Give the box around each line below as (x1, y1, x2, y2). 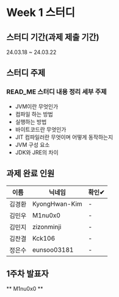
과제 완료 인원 (6, 168, 55, 179)
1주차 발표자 (6, 268, 49, 279)
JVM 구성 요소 (15, 141, 50, 148)
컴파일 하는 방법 (15, 110, 53, 118)
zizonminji (32, 222, 62, 231)
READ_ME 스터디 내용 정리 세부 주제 (6, 88, 107, 96)
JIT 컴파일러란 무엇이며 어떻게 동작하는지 (15, 133, 114, 141)
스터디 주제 (6, 68, 46, 78)
